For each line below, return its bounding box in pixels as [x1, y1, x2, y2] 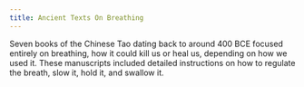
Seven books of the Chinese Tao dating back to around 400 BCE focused [9, 38, 284, 49]
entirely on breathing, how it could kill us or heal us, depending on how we [9, 47, 288, 59]
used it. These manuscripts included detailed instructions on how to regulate [9, 57, 296, 68]
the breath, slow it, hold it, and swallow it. [9, 67, 165, 78]
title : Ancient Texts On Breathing [9, 13, 144, 23]
